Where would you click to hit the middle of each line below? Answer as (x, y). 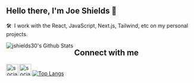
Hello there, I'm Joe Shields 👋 (62, 11)
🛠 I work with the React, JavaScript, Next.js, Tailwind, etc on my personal (97, 25)
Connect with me (106, 53)
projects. (17, 34)
